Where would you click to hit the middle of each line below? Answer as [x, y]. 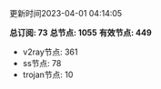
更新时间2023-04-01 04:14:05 [66, 13]
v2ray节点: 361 [50, 52]
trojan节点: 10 [48, 74]
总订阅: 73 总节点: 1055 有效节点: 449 [80, 33]
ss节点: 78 [42, 63]
